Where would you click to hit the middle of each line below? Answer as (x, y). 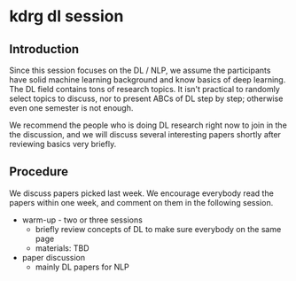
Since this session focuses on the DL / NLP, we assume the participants (140, 70)
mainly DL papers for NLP (82, 267)
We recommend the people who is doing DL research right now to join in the (148, 125)
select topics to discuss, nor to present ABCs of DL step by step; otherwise (146, 98)
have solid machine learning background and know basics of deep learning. (148, 80)
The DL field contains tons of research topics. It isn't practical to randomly (145, 89)
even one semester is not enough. (71, 108)
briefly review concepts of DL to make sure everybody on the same (158, 229)
